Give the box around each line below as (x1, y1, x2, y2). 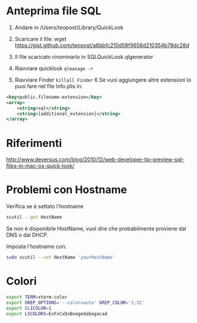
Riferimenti (6, 136, 62, 150)
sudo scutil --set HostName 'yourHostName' (6, 255, 116, 261)
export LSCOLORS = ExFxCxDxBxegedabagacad (6, 311, 108, 316)
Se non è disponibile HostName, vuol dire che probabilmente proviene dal (6, 225, 186, 233)
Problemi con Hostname (6, 183, 128, 197)
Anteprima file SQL (6, 4, 101, 18)
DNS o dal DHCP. (6, 231, 49, 239)
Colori (6, 275, 37, 288)
